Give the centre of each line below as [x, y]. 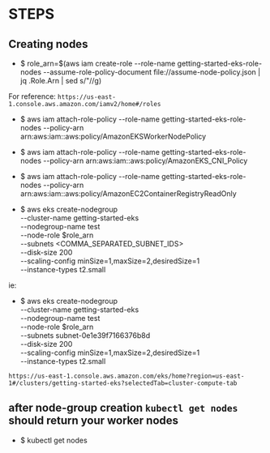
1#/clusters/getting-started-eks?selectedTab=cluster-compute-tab [123, 383]
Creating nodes [48, 44]
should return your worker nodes [94, 421]
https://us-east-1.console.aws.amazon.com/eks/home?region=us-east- [126, 376]
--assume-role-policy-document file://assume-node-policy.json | [152, 72]
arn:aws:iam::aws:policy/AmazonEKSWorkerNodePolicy [113, 136]
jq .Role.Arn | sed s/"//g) [61, 81]
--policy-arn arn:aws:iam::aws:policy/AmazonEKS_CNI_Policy [146, 160]
